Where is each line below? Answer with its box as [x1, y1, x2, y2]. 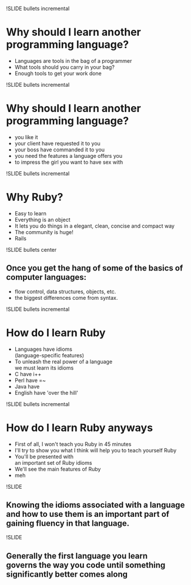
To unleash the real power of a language [14, 358, 113, 365]
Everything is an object [14, 216, 71, 223]
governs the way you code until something [6, 560, 166, 570]
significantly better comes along [6, 569, 128, 579]
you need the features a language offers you [14, 152, 122, 159]
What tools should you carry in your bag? [14, 63, 115, 70]
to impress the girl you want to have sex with [14, 158, 123, 165]
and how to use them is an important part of [6, 509, 169, 519]
